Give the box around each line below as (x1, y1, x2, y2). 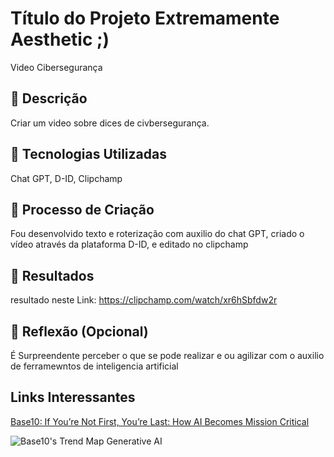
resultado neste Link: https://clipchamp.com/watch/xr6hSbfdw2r (10, 294, 278, 306)
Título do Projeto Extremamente (10, 7, 280, 30)
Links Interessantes (10, 389, 136, 406)
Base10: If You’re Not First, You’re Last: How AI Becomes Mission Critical (10, 415, 310, 427)
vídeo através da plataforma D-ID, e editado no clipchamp (10, 238, 249, 251)
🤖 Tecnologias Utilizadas (10, 146, 167, 163)
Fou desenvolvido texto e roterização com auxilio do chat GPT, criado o (10, 228, 305, 240)
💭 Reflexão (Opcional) (10, 323, 149, 340)
